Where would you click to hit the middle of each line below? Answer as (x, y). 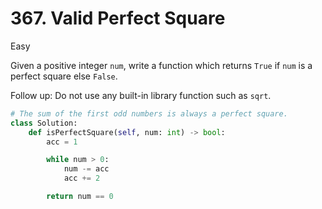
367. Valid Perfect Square (118, 18)
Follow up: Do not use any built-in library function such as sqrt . (141, 95)
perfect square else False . (64, 76)
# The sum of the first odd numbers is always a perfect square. (149, 113)
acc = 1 (62, 142)
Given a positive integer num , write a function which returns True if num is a (161, 65)
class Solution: (44, 123)
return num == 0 (80, 197)
